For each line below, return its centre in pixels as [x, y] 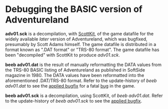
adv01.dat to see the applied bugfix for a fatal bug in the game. [70, 85]
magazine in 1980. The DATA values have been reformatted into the [75, 75]
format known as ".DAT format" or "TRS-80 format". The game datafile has [82, 49]
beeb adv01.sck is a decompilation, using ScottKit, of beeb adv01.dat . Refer [84, 95]
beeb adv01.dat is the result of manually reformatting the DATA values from [83, 64]
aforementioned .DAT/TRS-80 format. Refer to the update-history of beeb [81, 80]
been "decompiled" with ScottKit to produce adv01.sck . [63, 55]
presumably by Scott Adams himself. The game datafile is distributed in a [81, 44]
